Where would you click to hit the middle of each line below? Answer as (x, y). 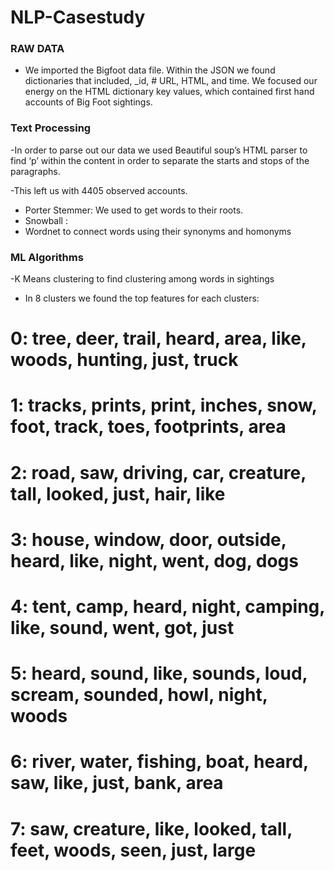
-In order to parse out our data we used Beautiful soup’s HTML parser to (159, 150)
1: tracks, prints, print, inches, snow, (164, 405)
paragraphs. (35, 171)
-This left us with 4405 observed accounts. (99, 190)
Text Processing (51, 128)
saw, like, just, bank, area (117, 783)
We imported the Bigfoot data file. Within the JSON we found (150, 70)
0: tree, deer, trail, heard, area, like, (158, 338)
